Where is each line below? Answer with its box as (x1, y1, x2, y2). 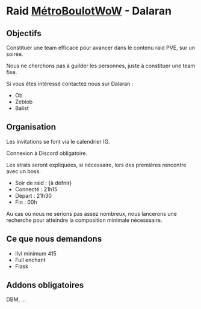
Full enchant (14, 256, 46, 263)
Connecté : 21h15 (14, 185, 58, 193)
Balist (14, 105, 29, 112)
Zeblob (14, 98, 33, 105)
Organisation (6, 122, 56, 132)
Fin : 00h (14, 198, 37, 206)
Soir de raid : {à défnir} (14, 179, 72, 186)
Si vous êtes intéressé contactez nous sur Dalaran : (6, 80, 134, 87)
